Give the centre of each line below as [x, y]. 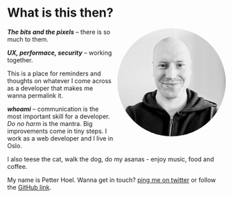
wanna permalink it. [35, 96]
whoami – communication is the [53, 109]
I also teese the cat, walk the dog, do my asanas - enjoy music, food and [111, 159]
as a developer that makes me [50, 88]
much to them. [28, 39]
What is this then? [60, 13]
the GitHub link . [29, 187]
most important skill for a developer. [59, 116]
